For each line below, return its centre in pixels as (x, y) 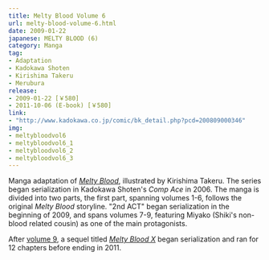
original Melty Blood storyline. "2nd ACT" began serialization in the (119, 207)
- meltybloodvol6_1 (41, 143)
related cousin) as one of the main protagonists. (108, 224)
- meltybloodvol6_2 (41, 151)
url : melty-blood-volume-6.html (62, 23)
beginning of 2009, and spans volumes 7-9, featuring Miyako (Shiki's (122, 215)
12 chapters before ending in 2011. (65, 248)
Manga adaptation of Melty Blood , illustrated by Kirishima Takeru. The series (135, 181)
